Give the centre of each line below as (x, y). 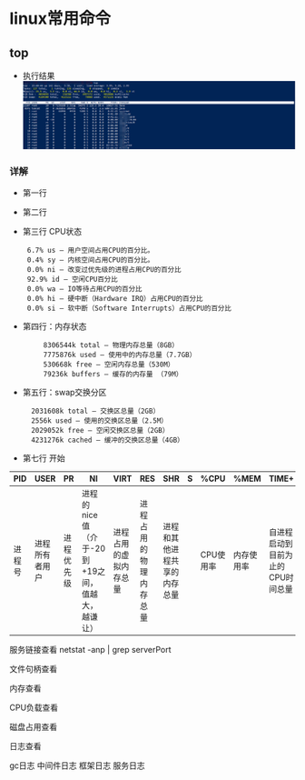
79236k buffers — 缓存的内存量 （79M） (113, 374)
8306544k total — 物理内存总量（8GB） (111, 345)
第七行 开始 (44, 458)
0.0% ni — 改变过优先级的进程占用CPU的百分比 (104, 269)
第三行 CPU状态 (52, 231)
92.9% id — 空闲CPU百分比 (72, 279)
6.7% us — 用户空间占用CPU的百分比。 (90, 250)
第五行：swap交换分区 (64, 392)
